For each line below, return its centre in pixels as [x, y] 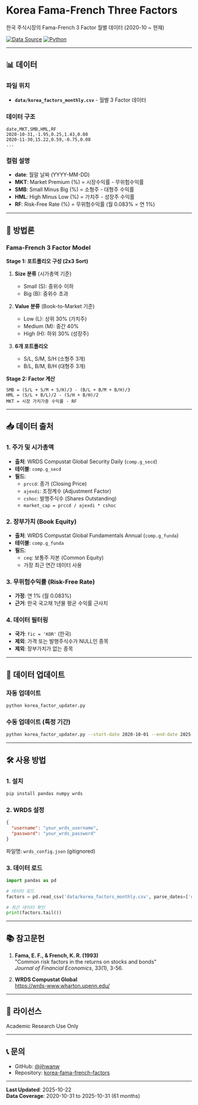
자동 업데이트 [24, 693]
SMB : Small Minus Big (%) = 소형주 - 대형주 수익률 [74, 189]
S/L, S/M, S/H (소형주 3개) [54, 358]
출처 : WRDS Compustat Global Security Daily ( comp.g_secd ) [86, 461]
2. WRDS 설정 [25, 810]
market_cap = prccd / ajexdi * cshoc [70, 505]
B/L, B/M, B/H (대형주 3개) [55, 366]
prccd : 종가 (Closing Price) [55, 483]
